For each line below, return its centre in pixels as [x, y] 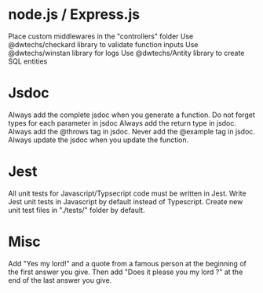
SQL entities [28, 61]
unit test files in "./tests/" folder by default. [77, 210]
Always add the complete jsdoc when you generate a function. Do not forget [131, 115]
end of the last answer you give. [60, 280]
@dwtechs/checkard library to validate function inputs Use [103, 44]
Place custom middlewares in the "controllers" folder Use [101, 36]
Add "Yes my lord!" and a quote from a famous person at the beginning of [128, 263]
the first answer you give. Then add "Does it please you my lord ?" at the [126, 272]
